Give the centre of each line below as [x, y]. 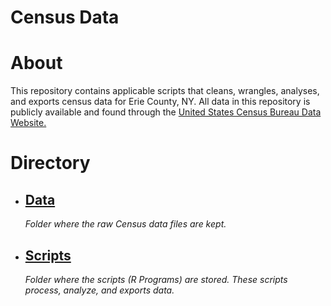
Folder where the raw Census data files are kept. [125, 224]
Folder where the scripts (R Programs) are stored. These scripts [156, 279]
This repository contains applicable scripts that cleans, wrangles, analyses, [165, 91]
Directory [50, 163]
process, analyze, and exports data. [99, 290]
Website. [28, 123]
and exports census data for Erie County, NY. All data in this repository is [160, 102]
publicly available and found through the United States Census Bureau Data [166, 112]
